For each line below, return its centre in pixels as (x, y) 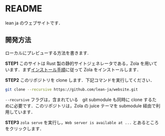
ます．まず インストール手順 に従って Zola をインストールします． (75, 69)
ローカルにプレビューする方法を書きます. (47, 53)
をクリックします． (25, 129)
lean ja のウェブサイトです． (34, 23)
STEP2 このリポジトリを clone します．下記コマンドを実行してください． (80, 80)
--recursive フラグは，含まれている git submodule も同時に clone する (79, 99)
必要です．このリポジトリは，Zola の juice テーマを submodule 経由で (85, 106)
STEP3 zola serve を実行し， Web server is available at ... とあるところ (82, 122)
